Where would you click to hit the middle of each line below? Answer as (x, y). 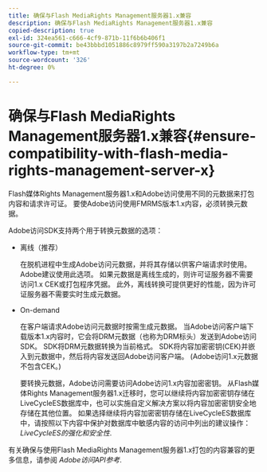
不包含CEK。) (40, 366)
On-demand (39, 310)
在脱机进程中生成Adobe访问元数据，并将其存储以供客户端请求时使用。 (135, 264)
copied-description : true (51, 30)
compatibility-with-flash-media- (118, 153)
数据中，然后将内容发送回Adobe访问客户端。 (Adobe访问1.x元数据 (149, 356)
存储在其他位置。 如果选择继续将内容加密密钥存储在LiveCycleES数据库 (135, 413)
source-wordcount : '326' (49, 60)
